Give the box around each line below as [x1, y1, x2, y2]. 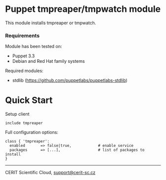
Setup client [5, 111, 30, 117]
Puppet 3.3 [12, 53, 35, 59]
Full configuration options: [5, 130, 58, 135]
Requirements [5, 32, 40, 39]
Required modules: [5, 68, 43, 74]
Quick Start [5, 95, 53, 106]
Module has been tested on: [5, 44, 62, 49]
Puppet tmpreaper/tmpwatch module [5, 3, 161, 15]
